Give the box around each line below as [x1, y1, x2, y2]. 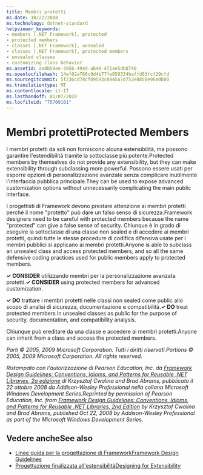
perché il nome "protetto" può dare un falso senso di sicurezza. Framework [6, 209, 193, 216]
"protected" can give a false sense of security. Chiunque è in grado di [6, 221, 181, 229]
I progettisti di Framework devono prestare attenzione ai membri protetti [6, 202, 186, 209]
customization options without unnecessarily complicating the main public [6, 184, 191, 191]
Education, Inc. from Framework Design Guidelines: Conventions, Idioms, [6, 396, 189, 403]
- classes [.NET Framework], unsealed [6, 43, 104, 49]
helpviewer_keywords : [6, 25, 61, 32]
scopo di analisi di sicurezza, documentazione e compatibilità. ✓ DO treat [6, 303, 188, 310]
